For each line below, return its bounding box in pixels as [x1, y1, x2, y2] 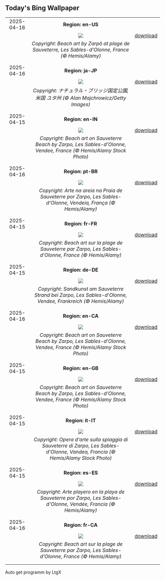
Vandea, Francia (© [69, 448, 116, 455]
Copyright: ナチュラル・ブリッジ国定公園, [32, 87, 129, 94]
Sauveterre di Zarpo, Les [42, 442, 100, 449]
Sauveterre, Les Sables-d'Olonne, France [32, 46, 129, 53]
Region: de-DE [63, 266, 99, 273]
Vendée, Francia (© [69, 500, 115, 507]
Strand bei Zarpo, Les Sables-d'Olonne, [34, 291, 128, 298]
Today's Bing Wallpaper [5, 4, 80, 12]
